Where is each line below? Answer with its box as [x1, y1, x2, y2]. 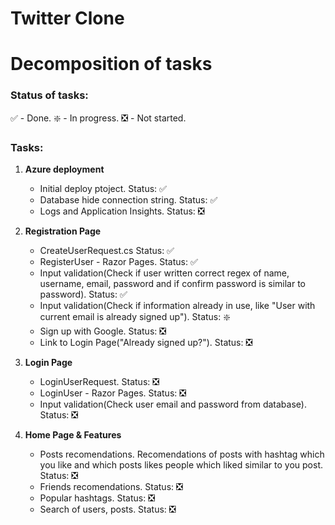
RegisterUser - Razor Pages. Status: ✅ [39, 255, 198, 267]
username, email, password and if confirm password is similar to [39, 277, 307, 289]
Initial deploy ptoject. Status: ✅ [39, 182, 167, 194]
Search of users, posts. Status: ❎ [39, 503, 177, 515]
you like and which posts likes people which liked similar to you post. [39, 458, 323, 471]
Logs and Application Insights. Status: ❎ [39, 205, 205, 217]
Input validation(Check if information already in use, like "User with [39, 299, 316, 311]
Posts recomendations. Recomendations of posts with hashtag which [39, 448, 325, 460]
